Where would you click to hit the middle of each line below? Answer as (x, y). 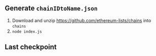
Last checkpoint (31, 47)
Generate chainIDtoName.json (51, 8)
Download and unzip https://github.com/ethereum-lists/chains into (82, 20)
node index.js (27, 32)
